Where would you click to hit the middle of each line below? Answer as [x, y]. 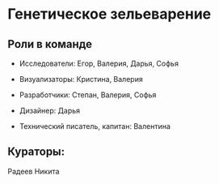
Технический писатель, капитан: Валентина [95, 126]
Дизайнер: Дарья [50, 111]
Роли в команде [50, 44]
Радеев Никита [34, 171]
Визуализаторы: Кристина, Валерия [81, 79]
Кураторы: [36, 152]
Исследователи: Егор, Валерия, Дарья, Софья [99, 63]
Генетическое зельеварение [109, 14]
